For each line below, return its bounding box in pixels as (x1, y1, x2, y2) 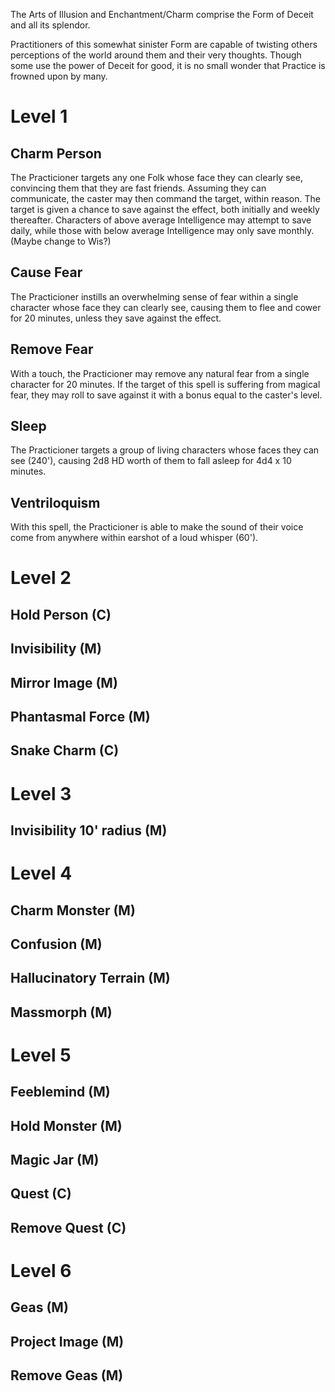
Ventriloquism (10, 494, 101, 511)
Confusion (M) (10, 935, 103, 953)
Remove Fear (10, 341, 94, 358)
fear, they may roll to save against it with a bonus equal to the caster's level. (10, 389, 323, 401)
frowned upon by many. (10, 70, 108, 82)
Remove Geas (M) (10, 1367, 124, 1384)
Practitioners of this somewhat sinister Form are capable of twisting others (10, 39, 318, 50)
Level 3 (10, 782, 72, 805)
